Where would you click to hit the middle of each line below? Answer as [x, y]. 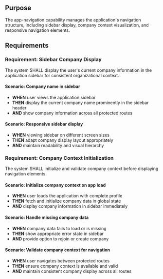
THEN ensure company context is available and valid [65, 266]
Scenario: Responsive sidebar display [44, 124]
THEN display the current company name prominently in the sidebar [80, 103]
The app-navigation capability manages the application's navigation [73, 20]
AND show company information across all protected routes [72, 113]
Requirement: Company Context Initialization [59, 158]
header [19, 107]
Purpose [18, 8]
